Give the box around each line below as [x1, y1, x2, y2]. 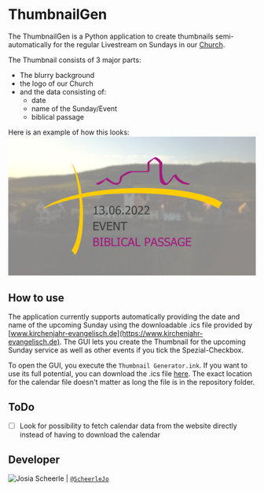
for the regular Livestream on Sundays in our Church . [53, 39, 225, 49]
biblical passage [31, 112, 85, 121]
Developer [8, 452, 60, 466]
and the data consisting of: [19, 87, 107, 96]
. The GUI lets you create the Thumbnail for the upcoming [59, 337, 246, 347]
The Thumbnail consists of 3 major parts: [8, 55, 141, 65]
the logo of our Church [19, 79, 93, 88]
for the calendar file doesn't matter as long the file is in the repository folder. [8, 378, 255, 387]
